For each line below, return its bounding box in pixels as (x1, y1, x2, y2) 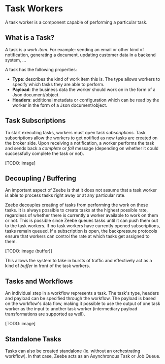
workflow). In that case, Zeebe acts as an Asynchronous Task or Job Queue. (5, 353, 161, 359)
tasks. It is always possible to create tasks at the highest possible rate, (5, 207, 148, 213)
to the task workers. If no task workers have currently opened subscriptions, (5, 223, 160, 229)
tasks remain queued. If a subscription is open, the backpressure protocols (5, 228, 158, 234)
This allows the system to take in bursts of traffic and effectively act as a (5, 258, 152, 264)
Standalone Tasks (5, 335, 62, 343)
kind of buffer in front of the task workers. (5, 263, 90, 269)
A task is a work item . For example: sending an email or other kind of (5, 46, 144, 52)
